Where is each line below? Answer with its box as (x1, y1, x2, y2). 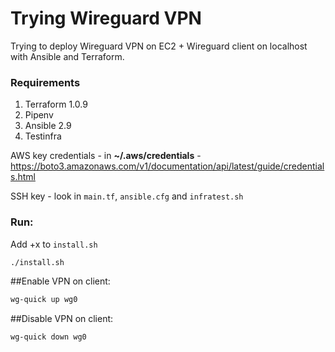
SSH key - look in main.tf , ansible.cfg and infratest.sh (10, 190, 244, 202)
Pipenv (24, 109, 54, 121)
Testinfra (24, 130, 62, 142)
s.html (10, 171, 36, 183)
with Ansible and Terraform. (10, 50, 125, 62)
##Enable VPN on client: (10, 275, 111, 287)
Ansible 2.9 (24, 120, 72, 132)
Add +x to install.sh (10, 238, 98, 250)
